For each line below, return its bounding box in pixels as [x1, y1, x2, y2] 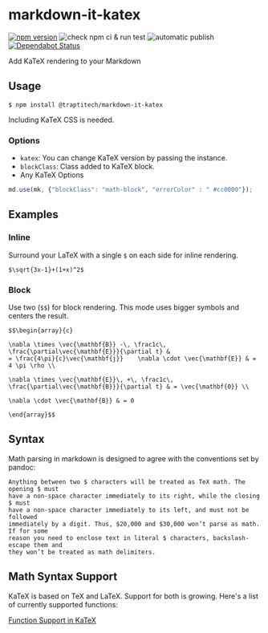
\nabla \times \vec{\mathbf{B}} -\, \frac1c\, [8, 340, 167, 348]
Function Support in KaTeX [8, 615, 96, 625]
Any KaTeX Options [19, 170, 84, 180]
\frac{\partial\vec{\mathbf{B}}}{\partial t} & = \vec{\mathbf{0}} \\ [8, 383, 250, 391]
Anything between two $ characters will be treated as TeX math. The [8, 477, 246, 486]
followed [8, 513, 38, 521]
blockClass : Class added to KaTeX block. [19, 162, 155, 172]
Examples [8, 208, 59, 221]
